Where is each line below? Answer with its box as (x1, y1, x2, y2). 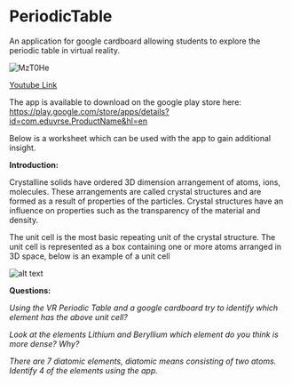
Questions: (9, 285, 51, 295)
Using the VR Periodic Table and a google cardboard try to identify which (9, 302, 279, 313)
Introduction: (9, 159, 59, 170)
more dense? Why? (9, 338, 80, 349)
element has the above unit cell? (9, 311, 129, 322)
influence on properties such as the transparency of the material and (9, 205, 261, 215)
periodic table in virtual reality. (9, 44, 120, 55)
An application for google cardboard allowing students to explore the (9, 36, 261, 46)
